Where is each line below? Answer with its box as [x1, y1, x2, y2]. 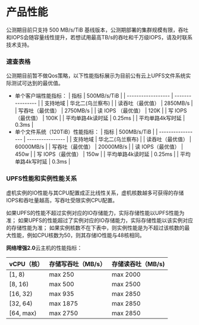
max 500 [49, 280, 74, 288]
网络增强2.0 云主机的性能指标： [6, 244, 83, 251]
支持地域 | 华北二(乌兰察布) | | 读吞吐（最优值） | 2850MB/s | [44, 99, 193, 107]
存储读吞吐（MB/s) [112, 260, 165, 268]
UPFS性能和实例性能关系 [6, 174, 77, 183]
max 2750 [49, 309, 78, 317]
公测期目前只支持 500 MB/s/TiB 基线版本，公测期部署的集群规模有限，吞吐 [6, 26, 189, 33]
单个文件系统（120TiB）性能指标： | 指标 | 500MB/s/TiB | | [14, 129, 158, 136]
